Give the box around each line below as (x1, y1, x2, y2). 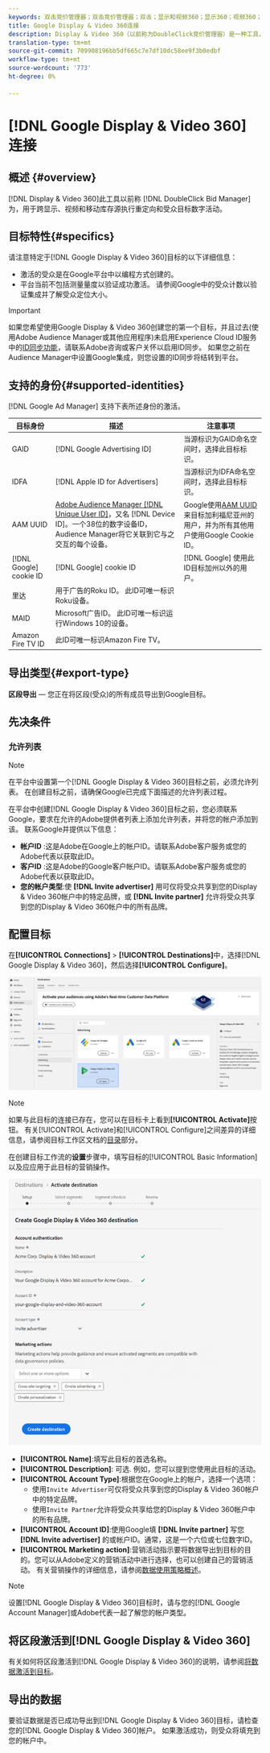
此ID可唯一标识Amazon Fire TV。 (55, 635, 165, 644)
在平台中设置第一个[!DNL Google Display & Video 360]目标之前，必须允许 (8, 777, 252, 786)
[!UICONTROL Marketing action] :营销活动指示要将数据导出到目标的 (19, 1545, 245, 1555)
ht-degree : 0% (8, 73, 56, 81)
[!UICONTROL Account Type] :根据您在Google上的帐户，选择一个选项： (19, 1474, 258, 1484)
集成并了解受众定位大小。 (27, 290, 112, 300)
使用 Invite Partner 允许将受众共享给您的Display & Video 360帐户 (31, 1505, 249, 1515)
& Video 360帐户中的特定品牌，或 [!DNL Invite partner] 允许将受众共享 (19, 891, 256, 901)
